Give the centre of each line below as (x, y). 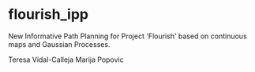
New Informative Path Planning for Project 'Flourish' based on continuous (127, 36)
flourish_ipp (49, 14)
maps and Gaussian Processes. (59, 44)
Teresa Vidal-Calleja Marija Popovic (66, 59)
